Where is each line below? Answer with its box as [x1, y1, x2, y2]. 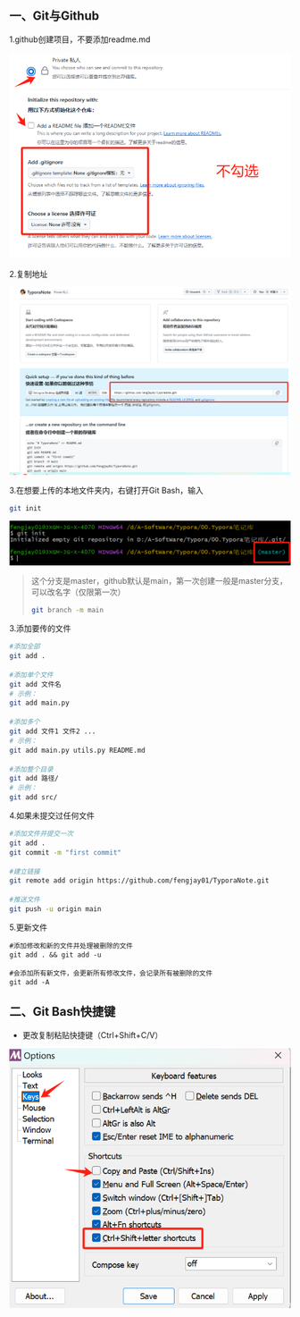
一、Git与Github [9, 8, 100, 24]
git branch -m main [30, 606, 104, 615]
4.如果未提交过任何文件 [9, 810, 96, 821]
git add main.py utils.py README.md [9, 746, 146, 755]
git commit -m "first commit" [9, 848, 122, 857]
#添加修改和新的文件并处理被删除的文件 [9, 941, 134, 950]
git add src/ [9, 793, 58, 802]
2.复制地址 [9, 268, 48, 279]
